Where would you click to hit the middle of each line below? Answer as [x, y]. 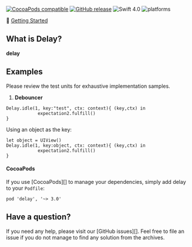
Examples [24, 72]
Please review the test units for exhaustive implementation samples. [88, 86]
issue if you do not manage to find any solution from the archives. [85, 237]
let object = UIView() [34, 140]
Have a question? [39, 217]
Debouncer [28, 97]
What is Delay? [34, 39]
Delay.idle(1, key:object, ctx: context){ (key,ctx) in [76, 145]
